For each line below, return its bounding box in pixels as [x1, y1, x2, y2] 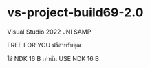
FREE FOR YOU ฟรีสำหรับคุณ [7, 41, 81, 49]
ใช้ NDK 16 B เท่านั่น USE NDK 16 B [7, 54, 100, 63]
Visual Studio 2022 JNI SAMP [7, 27, 92, 36]
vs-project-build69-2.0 [7, 5, 144, 21]
